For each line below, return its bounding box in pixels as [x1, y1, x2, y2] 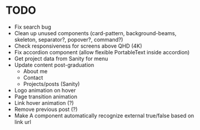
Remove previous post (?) [14, 106, 78, 113]
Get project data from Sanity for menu [14, 55, 108, 62]
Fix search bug [14, 23, 51, 30]
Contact [23, 74, 43, 81]
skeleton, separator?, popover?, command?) [14, 36, 123, 43]
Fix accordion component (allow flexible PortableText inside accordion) [14, 48, 190, 55]
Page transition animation [14, 93, 77, 100]
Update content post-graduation [14, 61, 94, 69]
